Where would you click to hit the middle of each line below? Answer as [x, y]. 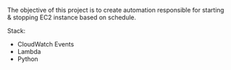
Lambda [29, 52]
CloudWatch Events [46, 44]
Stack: [16, 31]
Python [28, 59]
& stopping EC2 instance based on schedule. [72, 17]
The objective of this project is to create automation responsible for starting [116, 10]
